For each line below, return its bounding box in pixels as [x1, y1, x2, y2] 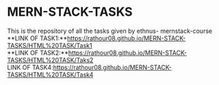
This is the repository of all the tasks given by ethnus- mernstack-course [7, 27, 213, 35]
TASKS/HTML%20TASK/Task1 [7, 41, 92, 49]
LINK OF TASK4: [7, 63, 53, 71]
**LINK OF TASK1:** [7, 34, 68, 42]
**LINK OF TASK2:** [7, 49, 69, 57]
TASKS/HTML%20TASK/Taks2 [7, 56, 94, 64]
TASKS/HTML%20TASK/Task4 [7, 70, 94, 79]
